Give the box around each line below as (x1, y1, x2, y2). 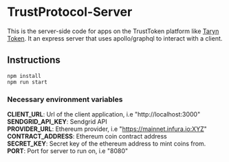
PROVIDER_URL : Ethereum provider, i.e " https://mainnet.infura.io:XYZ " (7, 125, 208, 133)
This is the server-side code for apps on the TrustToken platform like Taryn (7, 27, 219, 35)
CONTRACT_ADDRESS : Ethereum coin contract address (7, 132, 167, 141)
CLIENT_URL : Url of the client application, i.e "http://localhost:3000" (7, 110, 201, 119)
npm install (7, 72, 41, 79)
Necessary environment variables (7, 94, 123, 104)
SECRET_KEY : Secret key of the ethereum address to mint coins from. (7, 139, 206, 148)
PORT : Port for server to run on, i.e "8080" (7, 147, 129, 155)
